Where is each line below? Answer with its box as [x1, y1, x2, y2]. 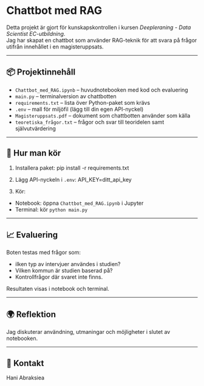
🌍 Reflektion [6, 309, 56, 319]
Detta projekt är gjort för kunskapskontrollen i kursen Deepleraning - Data [6, 24, 191, 31]
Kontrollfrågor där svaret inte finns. [15, 273, 103, 281]
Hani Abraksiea [6, 374, 44, 381]
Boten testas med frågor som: [6, 249, 81, 256]
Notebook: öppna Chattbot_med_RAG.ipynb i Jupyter [15, 199, 144, 207]
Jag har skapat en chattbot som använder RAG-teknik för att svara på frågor [6, 36, 197, 44]
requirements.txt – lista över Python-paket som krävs [15, 99, 151, 106]
